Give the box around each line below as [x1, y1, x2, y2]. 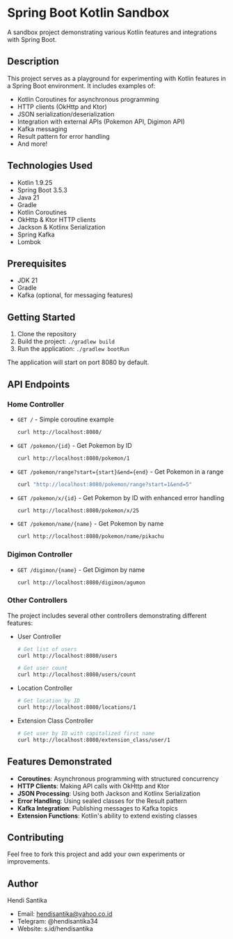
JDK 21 [17, 276, 38, 285]
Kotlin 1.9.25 [17, 178, 53, 186]
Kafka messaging [17, 124, 67, 133]
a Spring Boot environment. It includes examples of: [7, 82, 156, 90]
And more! [17, 140, 48, 148]
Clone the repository [17, 330, 77, 338]
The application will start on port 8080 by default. [7, 358, 150, 367]
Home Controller [7, 399, 65, 409]
